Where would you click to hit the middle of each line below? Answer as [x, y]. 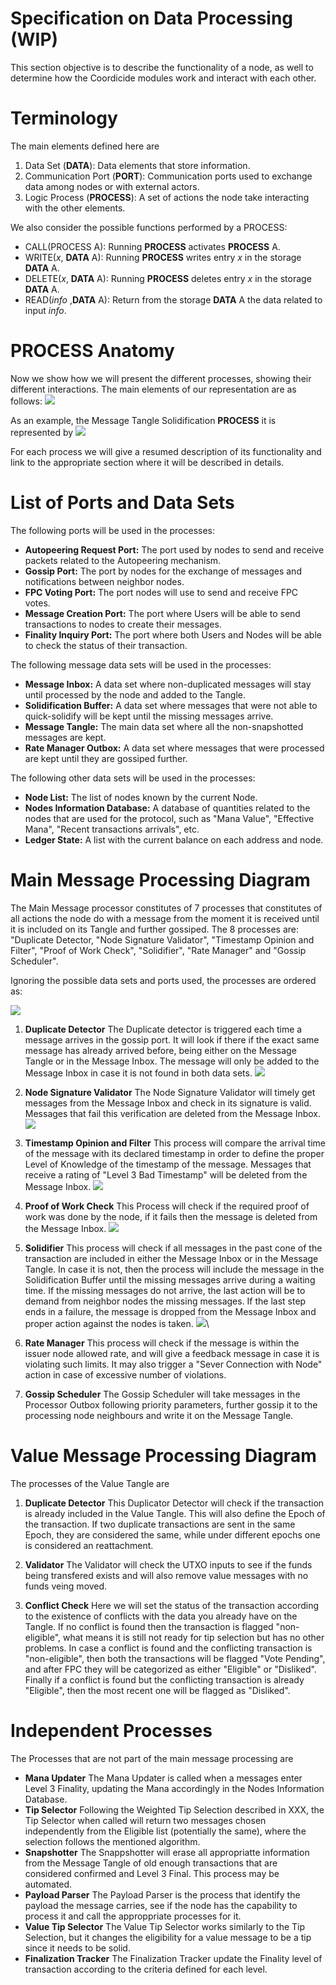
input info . [45, 310]
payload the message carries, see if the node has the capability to [161, 1905]
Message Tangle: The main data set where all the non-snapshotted [164, 726]
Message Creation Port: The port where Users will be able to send [162, 613]
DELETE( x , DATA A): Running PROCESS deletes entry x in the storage [168, 278]
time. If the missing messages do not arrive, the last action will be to [165, 1290]
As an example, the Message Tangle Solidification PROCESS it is [143, 420]
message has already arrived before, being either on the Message [160, 1050]
